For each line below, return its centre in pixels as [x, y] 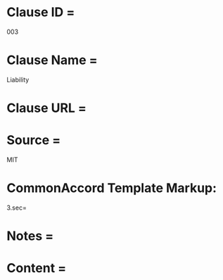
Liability [18, 79]
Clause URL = [47, 108]
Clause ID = [41, 12]
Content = [37, 268]
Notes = [30, 236]
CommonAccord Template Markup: [112, 188]
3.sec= [17, 208]
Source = [34, 140]
